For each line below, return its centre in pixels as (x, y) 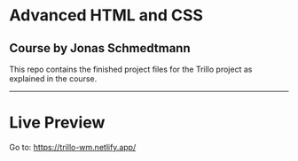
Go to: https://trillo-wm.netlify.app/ (73, 147)
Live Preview (57, 123)
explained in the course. (53, 79)
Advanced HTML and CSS (106, 15)
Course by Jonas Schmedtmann (100, 48)
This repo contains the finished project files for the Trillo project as (131, 69)
